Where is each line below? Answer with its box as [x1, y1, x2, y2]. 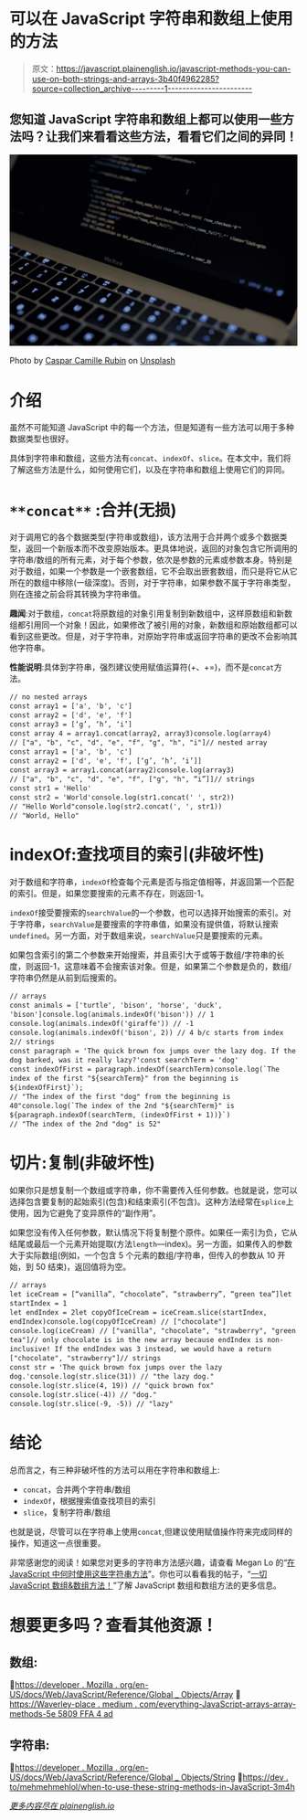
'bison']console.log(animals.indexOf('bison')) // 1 [9, 1011, 215, 1020]
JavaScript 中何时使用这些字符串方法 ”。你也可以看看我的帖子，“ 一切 [9, 1569, 268, 1580]
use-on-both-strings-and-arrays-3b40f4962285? [31, 73, 219, 84]
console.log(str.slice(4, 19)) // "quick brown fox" [9, 1381, 215, 1391]
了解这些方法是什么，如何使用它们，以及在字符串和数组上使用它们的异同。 [9, 464, 290, 475]
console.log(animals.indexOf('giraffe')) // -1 [9, 1020, 195, 1029]
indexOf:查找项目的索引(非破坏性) [9, 844, 265, 865]
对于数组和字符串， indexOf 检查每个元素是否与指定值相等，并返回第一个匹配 [9, 876, 295, 887]
